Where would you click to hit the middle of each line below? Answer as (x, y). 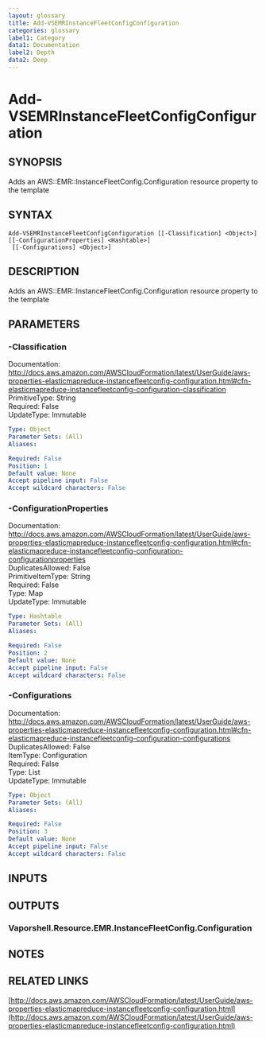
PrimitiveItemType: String (49, 577)
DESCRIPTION (44, 272)
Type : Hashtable (35, 616)
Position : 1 (28, 466)
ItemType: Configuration (48, 755)
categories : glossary (44, 30)
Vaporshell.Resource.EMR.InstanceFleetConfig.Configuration (130, 928)
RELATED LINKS (48, 981)
